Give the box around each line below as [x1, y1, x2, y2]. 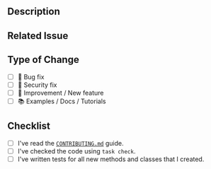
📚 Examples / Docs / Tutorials [17, 97, 106, 105]
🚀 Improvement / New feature [17, 88, 104, 97]
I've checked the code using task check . [17, 146, 136, 155]
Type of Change [7, 54, 79, 66]
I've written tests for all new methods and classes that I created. [17, 155, 205, 163]
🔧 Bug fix [17, 72, 45, 81]
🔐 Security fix [17, 81, 57, 89]
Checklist [7, 120, 51, 132]
